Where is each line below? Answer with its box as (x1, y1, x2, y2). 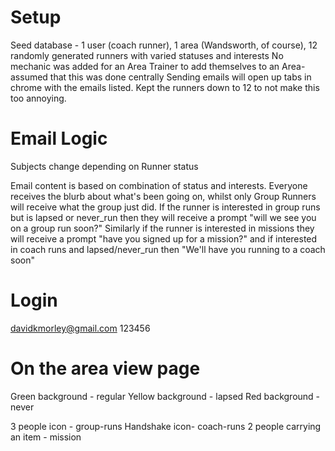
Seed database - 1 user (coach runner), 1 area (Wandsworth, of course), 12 (10, 39, 318, 51)
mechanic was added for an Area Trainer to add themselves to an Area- (10, 60, 306, 72)
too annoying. (10, 92, 67, 104)
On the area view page (10, 357, 201, 380)
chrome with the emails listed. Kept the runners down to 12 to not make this (10, 81, 320, 93)
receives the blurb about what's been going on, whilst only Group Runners (10, 190, 317, 202)
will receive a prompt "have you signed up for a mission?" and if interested (10, 232, 318, 245)
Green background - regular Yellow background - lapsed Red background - (10, 390, 321, 402)
